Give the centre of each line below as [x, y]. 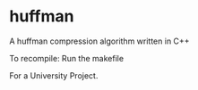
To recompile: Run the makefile [66, 58]
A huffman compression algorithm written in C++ [99, 41]
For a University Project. [54, 75]
